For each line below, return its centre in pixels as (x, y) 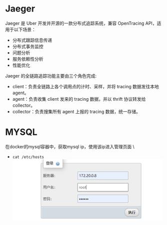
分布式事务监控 (28, 46)
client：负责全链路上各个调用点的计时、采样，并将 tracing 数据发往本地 (85, 86)
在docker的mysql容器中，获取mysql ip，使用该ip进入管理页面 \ (70, 146)
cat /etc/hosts (28, 157)
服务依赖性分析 (28, 59)
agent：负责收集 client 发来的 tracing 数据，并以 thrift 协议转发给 (79, 99)
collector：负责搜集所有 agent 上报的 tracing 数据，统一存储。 (76, 111)
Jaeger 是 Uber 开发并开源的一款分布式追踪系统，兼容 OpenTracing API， (81, 23)
